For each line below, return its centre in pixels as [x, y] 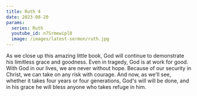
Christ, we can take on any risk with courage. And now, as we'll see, [89, 75]
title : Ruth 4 [24, 11]
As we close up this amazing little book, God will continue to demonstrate [95, 56]
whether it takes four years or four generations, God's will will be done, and [98, 81]
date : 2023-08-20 [27, 17]
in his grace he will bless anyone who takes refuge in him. [76, 87]
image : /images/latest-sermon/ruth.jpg [60, 39]
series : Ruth [27, 28]
